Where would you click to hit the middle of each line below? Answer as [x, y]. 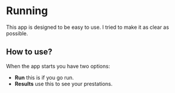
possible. [17, 33]
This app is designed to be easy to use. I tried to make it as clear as [87, 27]
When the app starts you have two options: [58, 66]
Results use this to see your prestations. [63, 84]
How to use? [29, 52]
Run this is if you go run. [44, 77]
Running [27, 11]
